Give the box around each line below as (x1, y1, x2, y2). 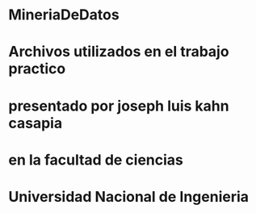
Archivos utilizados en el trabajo (8, 43, 229, 61)
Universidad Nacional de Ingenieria (8, 187, 249, 206)
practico (8, 60, 66, 78)
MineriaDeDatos (8, 6, 120, 24)
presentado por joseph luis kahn (8, 97, 229, 115)
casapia (8, 114, 63, 132)
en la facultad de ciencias (8, 151, 184, 169)
